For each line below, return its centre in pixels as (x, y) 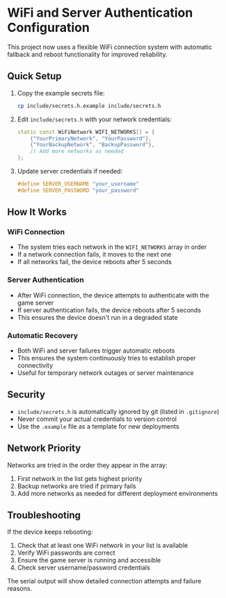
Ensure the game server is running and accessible (89, 560)
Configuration (49, 28)
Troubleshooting (44, 515)
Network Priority (44, 449)
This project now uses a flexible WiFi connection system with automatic (110, 47)
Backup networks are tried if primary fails (76, 486)
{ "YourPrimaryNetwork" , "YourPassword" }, (91, 138)
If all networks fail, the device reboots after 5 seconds (95, 262)
